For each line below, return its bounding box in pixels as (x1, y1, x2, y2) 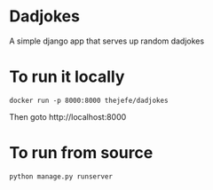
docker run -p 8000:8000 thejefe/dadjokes (9, 96, 169, 105)
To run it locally (9, 67, 125, 87)
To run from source (9, 143, 154, 163)
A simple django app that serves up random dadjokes (9, 36, 205, 46)
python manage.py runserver (9, 171, 114, 181)
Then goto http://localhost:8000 (9, 111, 127, 122)
